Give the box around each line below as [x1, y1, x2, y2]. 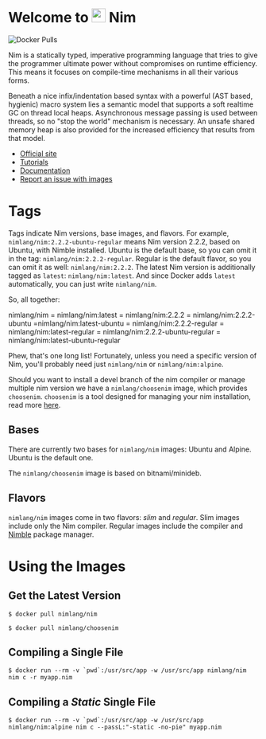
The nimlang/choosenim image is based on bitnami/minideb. [8, 468, 202, 478]
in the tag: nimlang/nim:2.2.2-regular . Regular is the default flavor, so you [8, 253, 252, 263]
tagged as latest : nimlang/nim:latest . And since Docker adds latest [8, 271, 236, 280]
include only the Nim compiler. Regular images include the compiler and [8, 521, 244, 530]
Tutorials [19, 157, 49, 166]
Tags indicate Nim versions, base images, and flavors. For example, [8, 228, 229, 238]
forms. [8, 76, 30, 85]
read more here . [8, 400, 61, 409]
